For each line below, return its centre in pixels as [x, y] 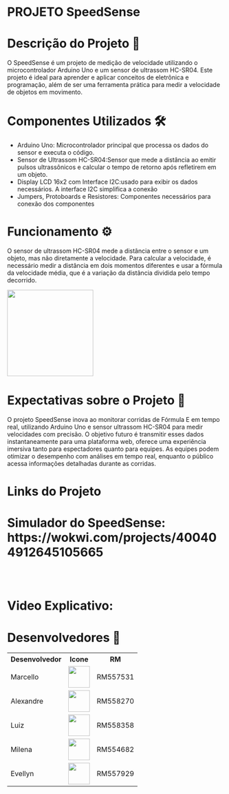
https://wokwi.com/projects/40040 [112, 538]
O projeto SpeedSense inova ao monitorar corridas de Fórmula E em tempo [113, 419]
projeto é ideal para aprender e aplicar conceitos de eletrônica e [98, 77]
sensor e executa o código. [56, 153]
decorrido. [22, 280]
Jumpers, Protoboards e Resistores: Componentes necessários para [114, 197]
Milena [21, 750]
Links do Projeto [54, 492]
